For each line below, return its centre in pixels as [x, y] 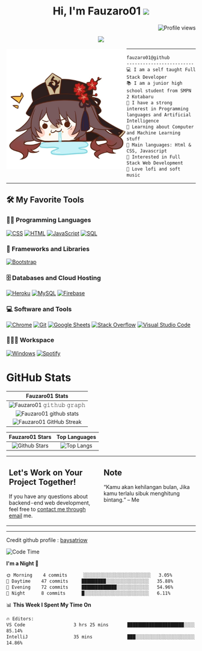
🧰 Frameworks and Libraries [48, 249]
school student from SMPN [159, 91]
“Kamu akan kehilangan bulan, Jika [147, 487]
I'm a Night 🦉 [23, 563]
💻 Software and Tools [39, 310]
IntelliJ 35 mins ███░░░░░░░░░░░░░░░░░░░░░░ [101, 637]
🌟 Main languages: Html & [159, 145]
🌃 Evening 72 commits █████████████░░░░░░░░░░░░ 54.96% [90, 587]
